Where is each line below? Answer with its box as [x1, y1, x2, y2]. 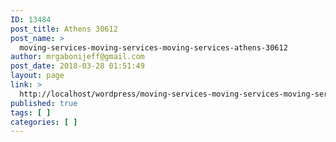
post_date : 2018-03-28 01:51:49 [10, 61, 145, 71]
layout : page [10, 71, 65, 81]
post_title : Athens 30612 [10, 24, 118, 34]
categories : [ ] [10, 117, 78, 127]
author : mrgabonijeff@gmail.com [10, 52, 145, 62]
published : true [10, 98, 78, 108]
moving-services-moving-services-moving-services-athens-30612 [19, 42, 288, 53]
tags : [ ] [10, 107, 52, 118]
